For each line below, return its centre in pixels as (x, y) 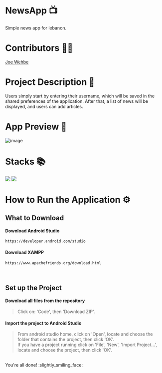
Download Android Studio (32, 231)
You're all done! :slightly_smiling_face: (44, 365)
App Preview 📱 (36, 127)
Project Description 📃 (50, 82)
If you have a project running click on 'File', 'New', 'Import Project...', (87, 345)
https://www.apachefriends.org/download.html (53, 263)
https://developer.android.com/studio (45, 241)
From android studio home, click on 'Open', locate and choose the (85, 334)
